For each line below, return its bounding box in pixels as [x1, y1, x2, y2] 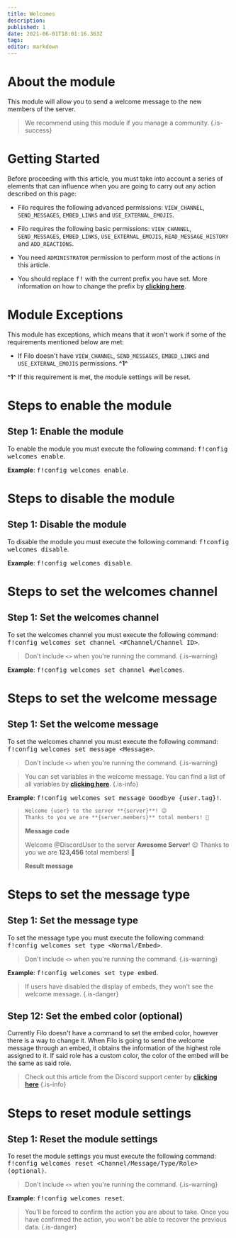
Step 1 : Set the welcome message [7, 719, 159, 731]
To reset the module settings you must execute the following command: [7, 1152, 216, 1161]
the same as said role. [7, 1059, 72, 1067]
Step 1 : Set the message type [7, 915, 138, 927]
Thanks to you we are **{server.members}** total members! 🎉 [24, 814, 210, 821]
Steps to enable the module [7, 398, 172, 413]
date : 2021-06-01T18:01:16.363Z [7, 30, 103, 38]
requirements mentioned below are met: [7, 337, 124, 346]
